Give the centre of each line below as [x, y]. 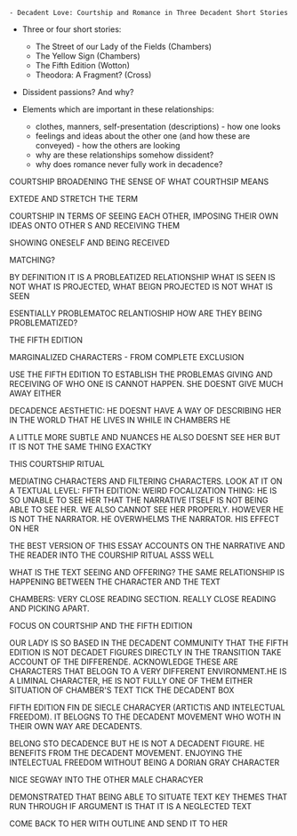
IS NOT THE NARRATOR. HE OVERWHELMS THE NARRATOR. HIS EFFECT [144, 519]
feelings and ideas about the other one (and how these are [143, 136]
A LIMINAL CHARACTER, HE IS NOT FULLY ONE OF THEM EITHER [131, 681]
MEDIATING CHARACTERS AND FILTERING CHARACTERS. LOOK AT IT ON [146, 481]
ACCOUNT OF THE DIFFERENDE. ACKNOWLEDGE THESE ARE [124, 662]
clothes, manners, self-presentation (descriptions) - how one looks [158, 126]
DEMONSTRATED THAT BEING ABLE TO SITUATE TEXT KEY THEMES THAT [148, 797]
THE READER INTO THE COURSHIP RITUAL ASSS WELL [112, 555]
